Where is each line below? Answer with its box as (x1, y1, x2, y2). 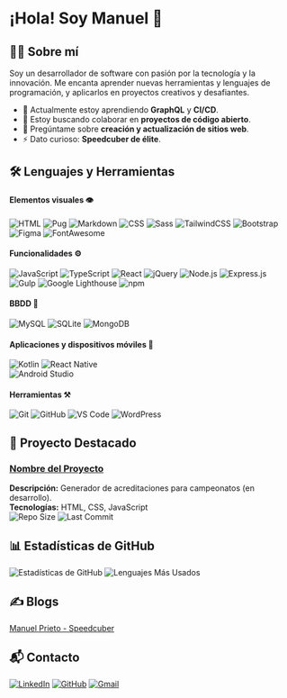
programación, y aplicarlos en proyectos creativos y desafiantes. (9, 87, 250, 97)
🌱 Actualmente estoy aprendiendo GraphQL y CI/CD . (22, 104, 219, 115)
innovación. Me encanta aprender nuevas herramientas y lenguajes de (9, 77, 271, 88)
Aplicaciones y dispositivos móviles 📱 (9, 339, 155, 349)
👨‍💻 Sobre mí (9, 44, 79, 59)
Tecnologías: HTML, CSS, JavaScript (9, 502, 148, 512)
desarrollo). (9, 493, 52, 503)
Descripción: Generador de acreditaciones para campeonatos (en (9, 483, 255, 494)
